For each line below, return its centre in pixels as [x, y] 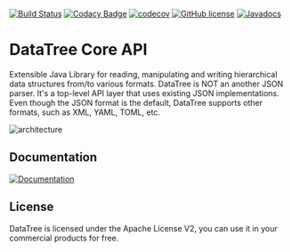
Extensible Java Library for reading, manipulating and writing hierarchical [143, 74]
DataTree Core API [78, 50]
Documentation [53, 157]
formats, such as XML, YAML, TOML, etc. [85, 112]
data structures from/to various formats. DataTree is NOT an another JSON [146, 84]
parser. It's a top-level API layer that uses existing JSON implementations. [144, 93]
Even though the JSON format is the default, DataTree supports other [136, 102]
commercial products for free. [64, 238]
